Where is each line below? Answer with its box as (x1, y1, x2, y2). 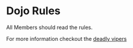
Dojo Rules (6, 4, 61, 18)
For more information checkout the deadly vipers (6, 35, 127, 42)
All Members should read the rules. (6, 24, 93, 31)
